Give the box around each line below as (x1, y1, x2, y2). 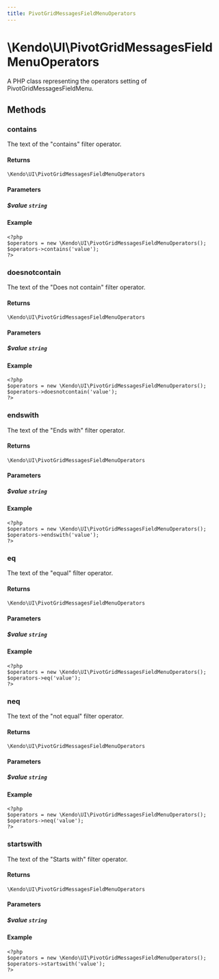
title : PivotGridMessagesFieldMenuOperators (7, 10, 136, 17)
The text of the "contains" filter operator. (7, 140, 122, 148)
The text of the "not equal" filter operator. (7, 712, 125, 720)
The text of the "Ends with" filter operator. (7, 426, 125, 434)
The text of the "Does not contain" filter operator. (7, 282, 146, 291)
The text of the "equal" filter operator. (7, 569, 114, 577)
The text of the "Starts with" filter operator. (7, 855, 128, 863)
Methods (7, 104, 47, 115)
